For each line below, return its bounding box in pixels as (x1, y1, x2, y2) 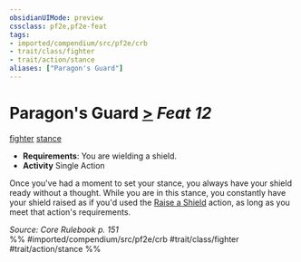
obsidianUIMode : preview (9, 13, 103, 23)
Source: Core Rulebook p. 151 (9, 224, 120, 235)
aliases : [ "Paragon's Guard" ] (9, 64, 124, 73)
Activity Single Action (22, 160, 106, 170)
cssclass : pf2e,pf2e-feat (9, 22, 107, 31)
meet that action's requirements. (9, 206, 131, 218)
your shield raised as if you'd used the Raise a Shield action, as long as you (9, 197, 290, 208)
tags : (9, 30, 30, 39)
